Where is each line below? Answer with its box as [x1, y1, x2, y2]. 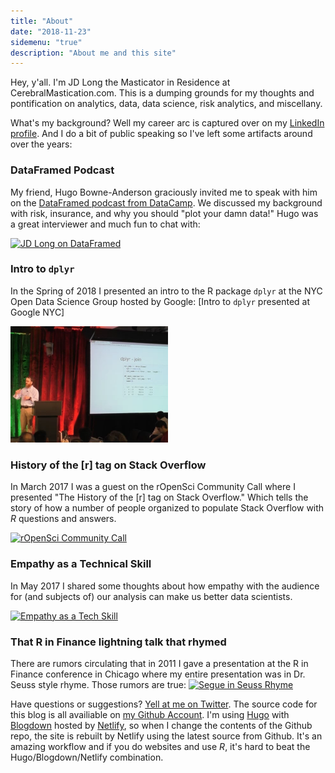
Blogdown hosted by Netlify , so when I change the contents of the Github [10, 719, 313, 731]
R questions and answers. [10, 513, 117, 525]
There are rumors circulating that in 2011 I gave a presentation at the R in [10, 657, 309, 669]
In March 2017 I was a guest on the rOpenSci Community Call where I [10, 481, 296, 493]
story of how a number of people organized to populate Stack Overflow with [10, 502, 325, 514]
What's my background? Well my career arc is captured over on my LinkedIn [10, 117, 325, 129]
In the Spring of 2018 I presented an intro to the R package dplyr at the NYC [10, 285, 323, 297]
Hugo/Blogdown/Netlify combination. [10, 751, 164, 763]
